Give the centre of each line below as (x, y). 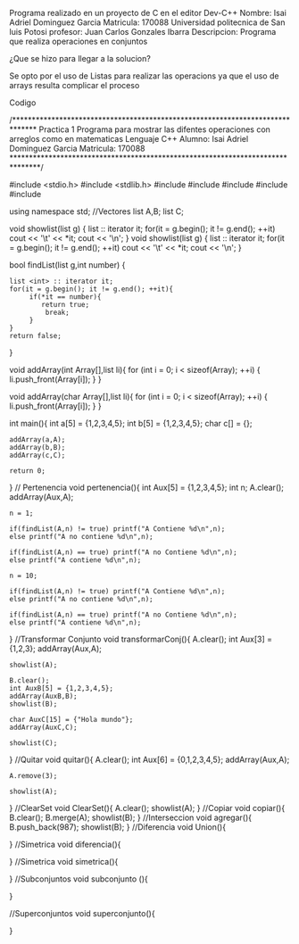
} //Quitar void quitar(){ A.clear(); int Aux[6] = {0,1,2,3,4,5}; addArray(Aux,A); (149, 759)
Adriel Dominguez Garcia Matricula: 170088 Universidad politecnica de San (147, 22)
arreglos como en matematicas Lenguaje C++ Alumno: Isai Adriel (129, 139)
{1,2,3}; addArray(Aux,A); (56, 649)
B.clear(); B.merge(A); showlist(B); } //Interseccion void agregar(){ (131, 817)
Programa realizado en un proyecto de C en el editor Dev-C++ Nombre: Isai (148, 13)
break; (57, 312)
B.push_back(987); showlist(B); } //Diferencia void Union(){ (117, 827)
